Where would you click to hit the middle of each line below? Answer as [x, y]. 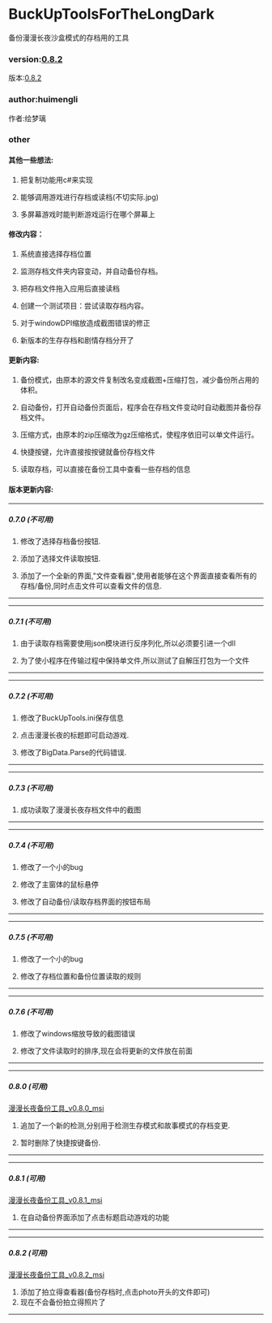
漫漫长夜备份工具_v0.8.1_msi [55, 1200]
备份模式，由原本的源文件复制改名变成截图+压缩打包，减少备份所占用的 [140, 380]
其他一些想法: [31, 160]
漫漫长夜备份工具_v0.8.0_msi [56, 1109]
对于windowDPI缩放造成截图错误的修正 [85, 322]
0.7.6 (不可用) [31, 1011]
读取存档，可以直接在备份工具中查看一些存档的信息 [105, 469]
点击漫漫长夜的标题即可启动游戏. [74, 735]
